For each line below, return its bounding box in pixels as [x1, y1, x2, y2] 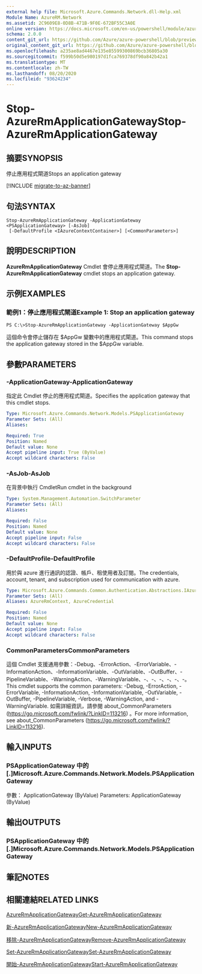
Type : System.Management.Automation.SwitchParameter [6, 496, 141, 502]
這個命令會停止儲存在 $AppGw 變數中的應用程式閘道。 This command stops [6, 334, 194, 341]
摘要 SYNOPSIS [6, 153, 63, 163]
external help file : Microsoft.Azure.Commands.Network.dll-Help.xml [6, 8, 182, 15]
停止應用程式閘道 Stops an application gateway [6, 170, 121, 178]
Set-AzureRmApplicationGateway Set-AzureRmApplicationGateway [6, 948, 171, 955]
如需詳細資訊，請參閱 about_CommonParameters [50, 702, 172, 710]
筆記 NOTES [6, 872, 50, 882]
